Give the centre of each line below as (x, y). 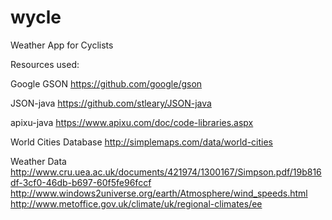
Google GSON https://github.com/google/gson (106, 83)
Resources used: (45, 64)
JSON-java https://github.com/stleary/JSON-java (111, 103)
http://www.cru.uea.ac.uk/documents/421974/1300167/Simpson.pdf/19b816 (166, 172)
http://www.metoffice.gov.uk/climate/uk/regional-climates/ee (136, 203)
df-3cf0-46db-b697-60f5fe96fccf (81, 182)
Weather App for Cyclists (62, 45)
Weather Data (38, 161)
